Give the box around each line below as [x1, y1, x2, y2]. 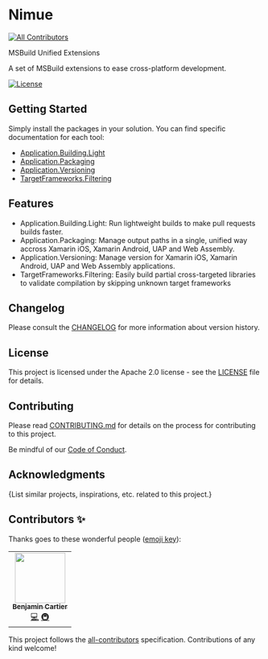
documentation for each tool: [8, 132, 105, 142]
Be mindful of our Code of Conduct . [8, 445, 127, 454]
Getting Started [8, 102, 88, 116]
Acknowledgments [8, 468, 106, 482]
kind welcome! [8, 643, 57, 653]
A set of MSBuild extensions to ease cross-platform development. [8, 63, 227, 73]
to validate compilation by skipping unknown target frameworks [19, 278, 232, 287]
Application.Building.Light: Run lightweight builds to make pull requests [19, 218, 256, 228]
